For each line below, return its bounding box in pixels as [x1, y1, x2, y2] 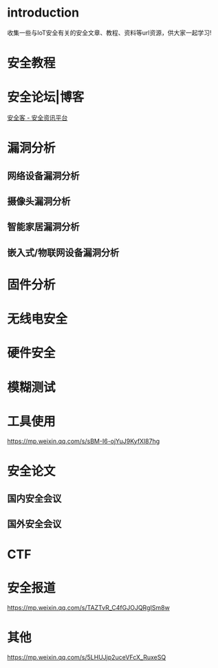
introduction [7, 5, 80, 21]
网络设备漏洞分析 [7, 170, 80, 181]
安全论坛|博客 [7, 90, 85, 105]
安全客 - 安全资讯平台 [7, 114, 68, 122]
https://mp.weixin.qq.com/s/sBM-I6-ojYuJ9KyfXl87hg [7, 437, 160, 445]
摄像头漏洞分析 [7, 195, 71, 208]
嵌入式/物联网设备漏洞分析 [7, 246, 120, 258]
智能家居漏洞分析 [7, 221, 80, 233]
